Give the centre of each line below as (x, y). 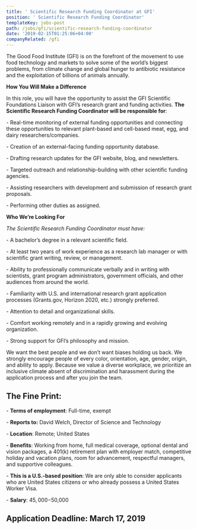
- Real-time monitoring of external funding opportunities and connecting (94, 122)
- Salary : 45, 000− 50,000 (38, 500)
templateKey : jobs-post (36, 23)
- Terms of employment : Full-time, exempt (59, 411)
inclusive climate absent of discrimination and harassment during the (90, 371)
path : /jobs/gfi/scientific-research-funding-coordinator (79, 28)
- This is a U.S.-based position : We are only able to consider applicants (94, 475)
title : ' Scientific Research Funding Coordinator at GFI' (81, 12)
